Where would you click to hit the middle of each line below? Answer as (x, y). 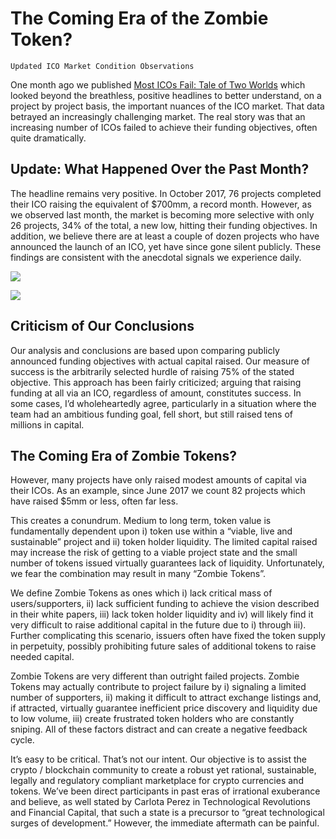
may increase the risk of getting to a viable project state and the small (154, 553)
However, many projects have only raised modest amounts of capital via (158, 480)
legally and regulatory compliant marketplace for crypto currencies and (157, 781)
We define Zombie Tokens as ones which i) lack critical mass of (141, 593)
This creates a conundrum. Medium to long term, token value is (141, 521)
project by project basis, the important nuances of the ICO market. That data (167, 106)
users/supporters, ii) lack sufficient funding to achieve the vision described (165, 604)
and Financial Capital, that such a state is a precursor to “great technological (167, 813)
